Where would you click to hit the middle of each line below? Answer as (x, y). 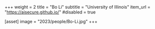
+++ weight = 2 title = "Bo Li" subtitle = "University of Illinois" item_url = (77, 7)
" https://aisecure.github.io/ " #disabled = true (50, 12)
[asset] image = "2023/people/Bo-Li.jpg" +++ (51, 22)
